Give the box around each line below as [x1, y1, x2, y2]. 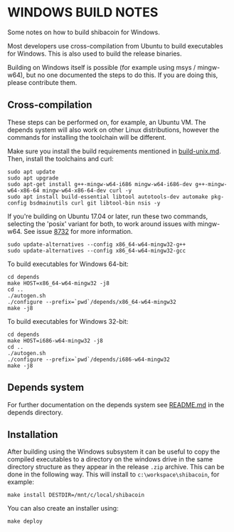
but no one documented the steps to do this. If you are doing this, [26, 71, 218, 79]
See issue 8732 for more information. [23, 227, 133, 235]
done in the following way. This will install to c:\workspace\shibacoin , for [7, 470, 220, 479]
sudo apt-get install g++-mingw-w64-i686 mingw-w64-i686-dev [7, 180, 193, 188]
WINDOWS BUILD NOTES [7, 4, 159, 21]
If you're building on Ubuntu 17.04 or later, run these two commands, [7, 212, 208, 220]
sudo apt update [7, 168, 55, 175]
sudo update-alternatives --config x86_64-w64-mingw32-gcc [7, 247, 186, 254]
